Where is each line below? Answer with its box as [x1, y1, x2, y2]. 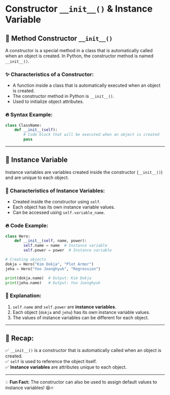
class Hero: [5, 234, 30, 239]
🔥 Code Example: [5, 222, 49, 229]
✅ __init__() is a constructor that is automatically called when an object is [5, 347, 162, 353]
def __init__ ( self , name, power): [14, 238, 87, 243]
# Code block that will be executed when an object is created [23, 132, 159, 137]
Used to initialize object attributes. [12, 98, 84, 104]
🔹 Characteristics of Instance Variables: [5, 187, 105, 194]
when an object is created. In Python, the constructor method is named [5, 53, 153, 59]
